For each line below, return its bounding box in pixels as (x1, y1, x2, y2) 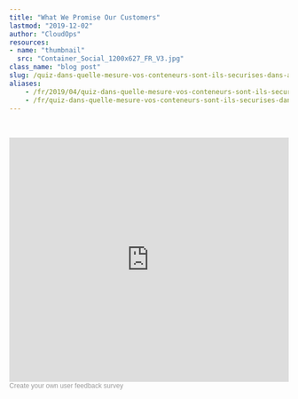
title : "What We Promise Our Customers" (9, 12, 161, 22)
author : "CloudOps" (9, 29, 82, 38)
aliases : (9, 79, 42, 88)
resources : (9, 37, 50, 47)
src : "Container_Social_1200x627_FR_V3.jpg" (17, 54, 184, 63)
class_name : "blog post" (9, 63, 101, 72)
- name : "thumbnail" (9, 46, 86, 55)
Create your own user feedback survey (9, 381, 124, 391)
